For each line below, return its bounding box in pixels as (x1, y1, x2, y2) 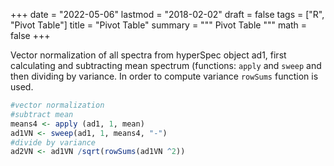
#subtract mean (10, 109, 74, 119)
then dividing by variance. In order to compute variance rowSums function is (10, 70, 319, 82)
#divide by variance (10, 137, 97, 148)
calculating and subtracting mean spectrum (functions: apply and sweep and (10, 60, 322, 71)
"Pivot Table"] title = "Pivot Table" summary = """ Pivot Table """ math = (10, 19, 308, 31)
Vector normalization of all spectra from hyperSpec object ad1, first (10, 49, 287, 61)
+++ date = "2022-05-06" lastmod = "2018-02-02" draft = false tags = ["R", (10, 9, 325, 20)
